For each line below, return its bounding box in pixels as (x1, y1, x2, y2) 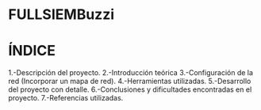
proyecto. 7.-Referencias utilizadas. (8, 93, 124, 103)
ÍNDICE (8, 42, 56, 60)
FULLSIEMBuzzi (8, 6, 115, 24)
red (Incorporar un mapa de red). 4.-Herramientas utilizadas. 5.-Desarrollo (8, 77, 251, 86)
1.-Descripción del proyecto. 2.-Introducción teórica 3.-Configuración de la (8, 68, 254, 78)
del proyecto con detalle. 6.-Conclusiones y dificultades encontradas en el (8, 85, 252, 94)
